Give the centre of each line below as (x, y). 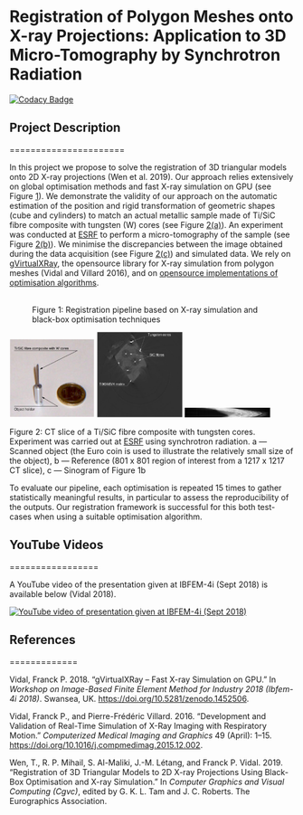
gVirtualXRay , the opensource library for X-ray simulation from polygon (142, 263)
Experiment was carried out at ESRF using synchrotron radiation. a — (138, 441)
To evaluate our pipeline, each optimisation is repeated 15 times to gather (146, 488)
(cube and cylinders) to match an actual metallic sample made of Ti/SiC (142, 215)
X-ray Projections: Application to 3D (148, 36)
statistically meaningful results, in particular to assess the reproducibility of (149, 497)
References (43, 640)
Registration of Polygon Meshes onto (151, 17)
